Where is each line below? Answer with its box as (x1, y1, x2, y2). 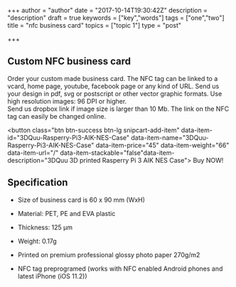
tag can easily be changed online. (7, 112, 107, 120)
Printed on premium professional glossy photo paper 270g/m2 (17, 250, 200, 259)
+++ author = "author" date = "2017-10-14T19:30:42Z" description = (7, 6, 208, 14)
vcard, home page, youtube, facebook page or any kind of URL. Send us (7, 82, 220, 90)
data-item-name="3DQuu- (131, 133, 209, 141)
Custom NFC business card (7, 55, 132, 67)
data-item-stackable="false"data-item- (60, 148, 175, 157)
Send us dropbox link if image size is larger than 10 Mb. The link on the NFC (7, 104, 230, 113)
